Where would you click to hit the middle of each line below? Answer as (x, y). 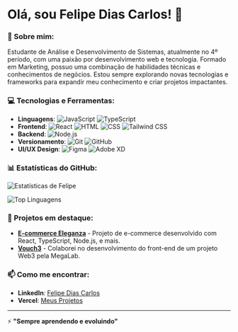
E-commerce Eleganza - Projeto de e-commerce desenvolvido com (117, 234)
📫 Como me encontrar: (49, 275)
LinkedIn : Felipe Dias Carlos (59, 292)
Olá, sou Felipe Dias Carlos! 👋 (95, 15)
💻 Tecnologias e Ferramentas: (61, 101)
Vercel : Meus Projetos (50, 300)
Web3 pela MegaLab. (49, 256)
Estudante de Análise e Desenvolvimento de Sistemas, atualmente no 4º (113, 52)
